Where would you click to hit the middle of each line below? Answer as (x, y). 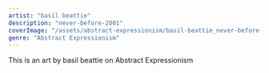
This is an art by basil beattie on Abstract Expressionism (101, 60)
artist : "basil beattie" (50, 15)
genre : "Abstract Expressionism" (64, 38)
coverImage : (28, 30)
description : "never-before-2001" (66, 23)
